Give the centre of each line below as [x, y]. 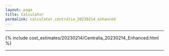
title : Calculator [24, 14]
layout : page [19, 10]
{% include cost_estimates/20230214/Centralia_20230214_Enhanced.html [82, 38]
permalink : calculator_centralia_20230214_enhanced [60, 19]
